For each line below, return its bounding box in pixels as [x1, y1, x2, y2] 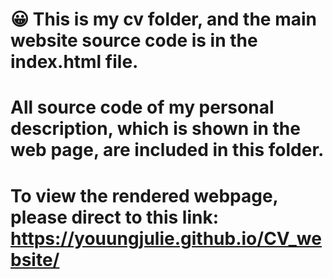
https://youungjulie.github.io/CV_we [10, 227, 322, 250]
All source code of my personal [10, 96, 275, 119]
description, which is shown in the [10, 118, 301, 140]
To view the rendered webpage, [10, 184, 279, 207]
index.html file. [10, 51, 139, 73]
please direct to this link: [10, 206, 220, 228]
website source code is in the [10, 29, 258, 52]
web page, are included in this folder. [10, 139, 325, 162]
